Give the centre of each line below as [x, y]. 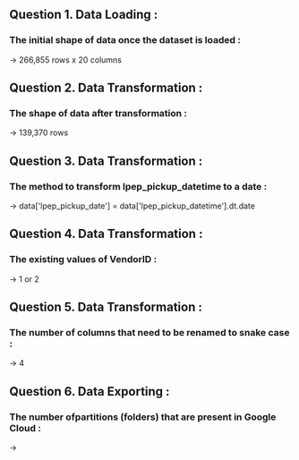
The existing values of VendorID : [83, 260]
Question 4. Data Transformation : [106, 234]
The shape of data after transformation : [98, 113]
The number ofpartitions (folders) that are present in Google [143, 417]
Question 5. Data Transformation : [106, 307]
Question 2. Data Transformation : [106, 88]
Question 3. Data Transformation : [106, 161]
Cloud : [26, 428]
